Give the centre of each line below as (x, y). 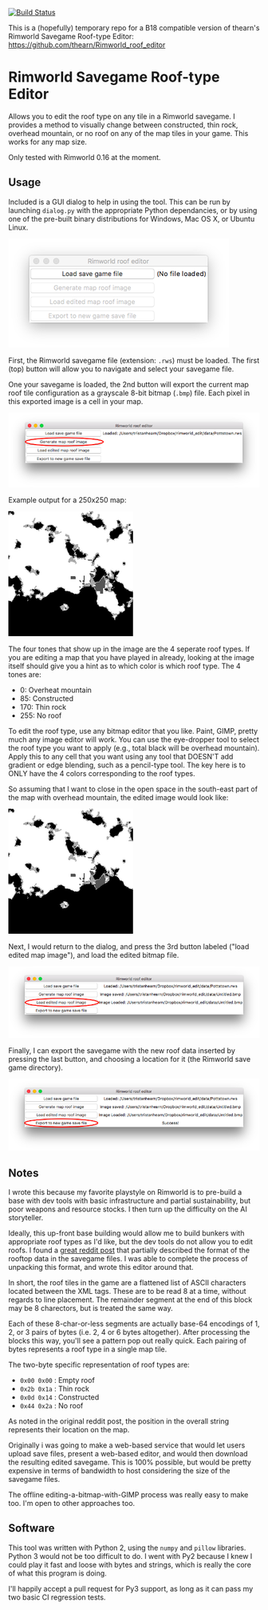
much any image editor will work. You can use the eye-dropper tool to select (134, 739)
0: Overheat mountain (55, 690)
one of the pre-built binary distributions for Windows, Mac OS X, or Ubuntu (132, 218)
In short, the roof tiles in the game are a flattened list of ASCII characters (127, 1283)
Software (32, 1528)
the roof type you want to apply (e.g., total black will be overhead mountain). (134, 747)
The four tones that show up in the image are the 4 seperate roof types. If (129, 649)
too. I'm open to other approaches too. (72, 1504)
